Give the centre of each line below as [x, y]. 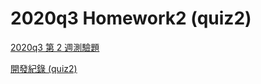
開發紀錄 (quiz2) [44, 68]
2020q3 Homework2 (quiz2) [131, 18]
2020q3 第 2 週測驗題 [55, 47]
